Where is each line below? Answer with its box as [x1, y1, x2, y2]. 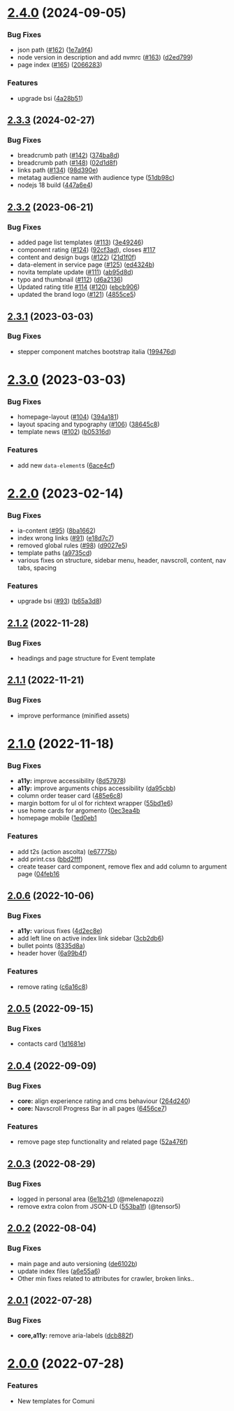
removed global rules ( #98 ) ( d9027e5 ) [17, 541, 128, 550]
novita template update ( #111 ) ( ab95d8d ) [17, 268, 134, 276]
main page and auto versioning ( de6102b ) [17, 1259, 138, 1268]
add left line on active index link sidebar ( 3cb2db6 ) [17, 934, 164, 943]
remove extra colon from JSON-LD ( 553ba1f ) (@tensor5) [17, 1202, 181, 1210]
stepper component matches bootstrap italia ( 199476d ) [17, 347, 177, 356]
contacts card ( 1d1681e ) [17, 1039, 86, 1048]
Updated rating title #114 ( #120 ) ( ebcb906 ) [17, 283, 140, 291]
